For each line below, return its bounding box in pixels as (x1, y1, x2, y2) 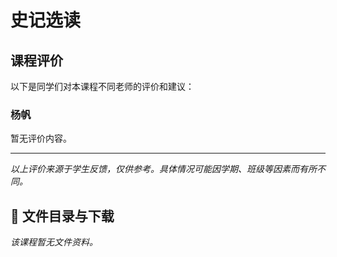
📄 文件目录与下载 (10, 207, 115, 225)
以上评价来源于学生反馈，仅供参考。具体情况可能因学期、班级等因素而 (10, 163, 300, 175)
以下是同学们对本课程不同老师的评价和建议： (10, 81, 195, 92)
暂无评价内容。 (10, 132, 72, 145)
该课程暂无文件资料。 (10, 236, 98, 248)
